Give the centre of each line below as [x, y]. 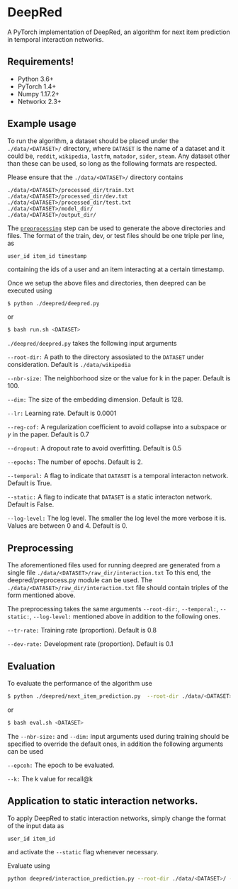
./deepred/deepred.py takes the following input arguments [92, 344]
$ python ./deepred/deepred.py [53, 303]
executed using [30, 290]
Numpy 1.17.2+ [39, 94]
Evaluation [31, 666]
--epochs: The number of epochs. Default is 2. [75, 462]
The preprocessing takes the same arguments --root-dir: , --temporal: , [113, 609]
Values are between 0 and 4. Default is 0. [67, 526]
